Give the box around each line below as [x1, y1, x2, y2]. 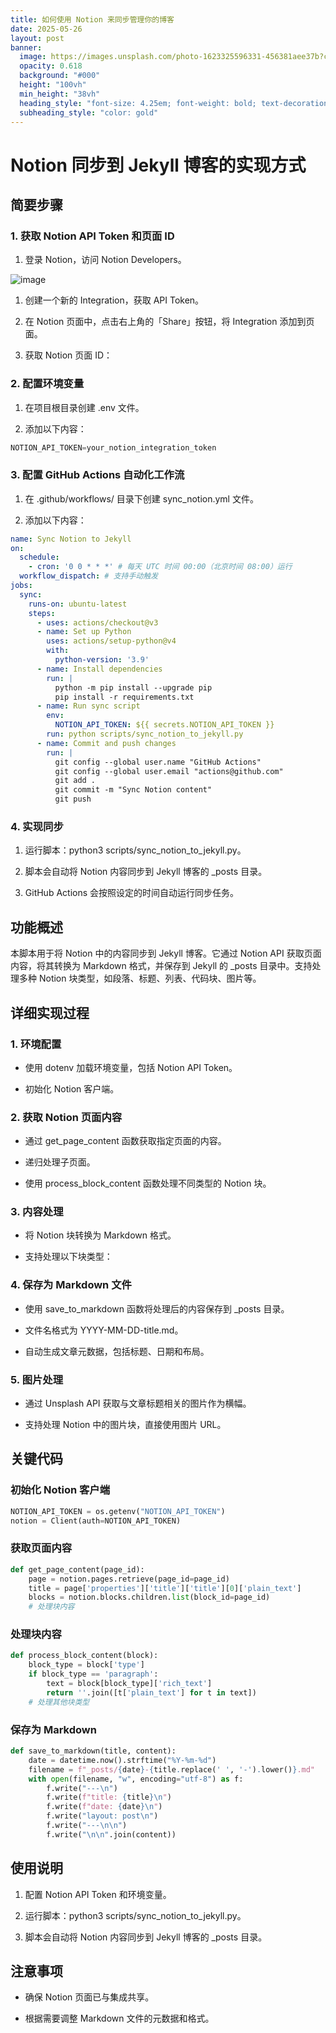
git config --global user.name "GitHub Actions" [54, 757, 262, 767]
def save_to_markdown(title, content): [10, 1746, 177, 1756]
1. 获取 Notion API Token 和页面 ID [10, 229, 175, 243]
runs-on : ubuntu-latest [28, 599, 128, 609]
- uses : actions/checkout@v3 [36, 617, 159, 628]
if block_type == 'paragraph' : [28, 1669, 159, 1680]
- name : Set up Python [36, 627, 132, 637]
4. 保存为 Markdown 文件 [10, 1278, 132, 1292]
